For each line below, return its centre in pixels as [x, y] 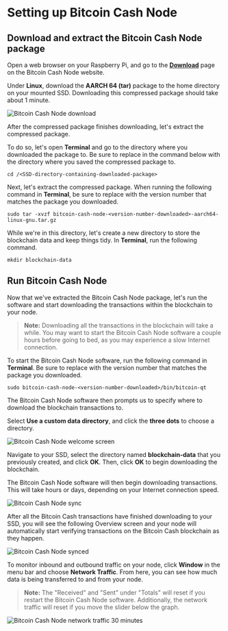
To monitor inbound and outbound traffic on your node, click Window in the [114, 565]
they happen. [26, 538]
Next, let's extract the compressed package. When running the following [110, 187]
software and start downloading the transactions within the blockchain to [110, 305]
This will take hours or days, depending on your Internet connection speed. [113, 490]
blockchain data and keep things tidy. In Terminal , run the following [102, 240]
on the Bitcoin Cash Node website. [56, 72]
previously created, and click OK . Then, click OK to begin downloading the [112, 462]
